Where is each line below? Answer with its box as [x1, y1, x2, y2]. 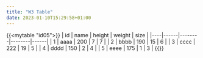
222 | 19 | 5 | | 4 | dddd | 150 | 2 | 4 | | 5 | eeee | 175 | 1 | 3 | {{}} [6, 44, 165, 52]
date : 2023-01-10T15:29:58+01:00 [6, 15, 91, 21]
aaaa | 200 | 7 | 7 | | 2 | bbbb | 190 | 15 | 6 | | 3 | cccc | [60, 38, 196, 45]
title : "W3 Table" [6, 9, 53, 15]
